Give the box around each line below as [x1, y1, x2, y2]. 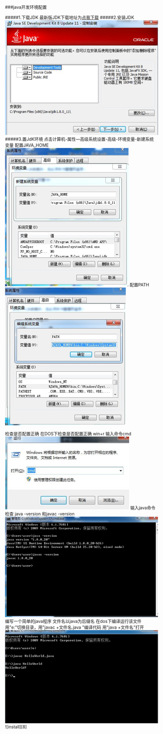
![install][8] [5, 724, 27, 730]
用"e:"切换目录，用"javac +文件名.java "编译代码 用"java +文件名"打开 [5, 624, 144, 630]
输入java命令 [130, 505, 156, 511]
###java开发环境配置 [5, 4, 47, 10]
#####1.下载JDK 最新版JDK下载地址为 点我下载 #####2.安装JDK [5, 15, 134, 20]
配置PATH [129, 282, 149, 288]
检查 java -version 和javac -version [5, 511, 75, 517]
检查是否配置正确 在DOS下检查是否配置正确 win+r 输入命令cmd [5, 431, 132, 437]
